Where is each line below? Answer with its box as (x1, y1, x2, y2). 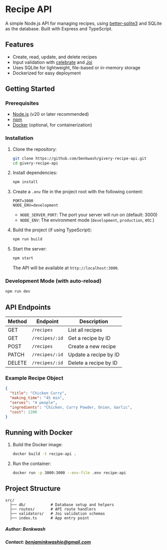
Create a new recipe (68, 343, 116, 350)
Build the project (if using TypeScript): (12, 227, 92, 233)
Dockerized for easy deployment (12, 70, 81, 76)
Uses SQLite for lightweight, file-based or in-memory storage (12, 64, 141, 70)
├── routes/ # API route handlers (10, 506, 96, 512)
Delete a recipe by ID (68, 359, 118, 366)
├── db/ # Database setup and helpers (10, 502, 114, 507)
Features (5, 40, 34, 49)
